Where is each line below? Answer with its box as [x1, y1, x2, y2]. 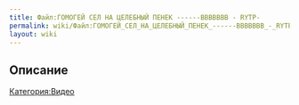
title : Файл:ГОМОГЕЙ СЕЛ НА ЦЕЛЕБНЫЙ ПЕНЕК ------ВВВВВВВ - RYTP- [9, 12, 261, 22]
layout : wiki [9, 29, 58, 38]
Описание [9, 62, 69, 77]
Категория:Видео [9, 86, 76, 97]
